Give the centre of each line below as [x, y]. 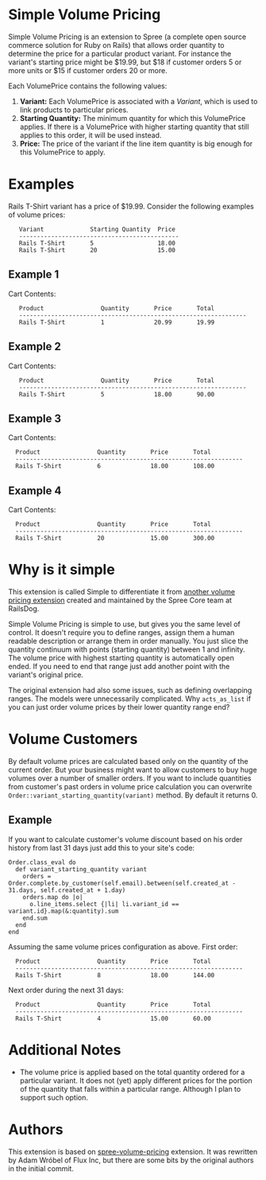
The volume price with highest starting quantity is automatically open [121, 658]
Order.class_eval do [42, 862]
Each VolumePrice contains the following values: [88, 86]
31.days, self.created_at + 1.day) [67, 890]
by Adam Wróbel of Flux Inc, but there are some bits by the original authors [131, 1160]
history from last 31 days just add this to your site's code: [102, 847]
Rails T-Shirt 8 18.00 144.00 [115, 975]
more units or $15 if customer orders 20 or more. [88, 70]
